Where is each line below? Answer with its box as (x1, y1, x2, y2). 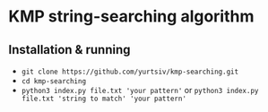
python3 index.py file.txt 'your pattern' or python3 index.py (21, 85, 259, 95)
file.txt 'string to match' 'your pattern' (21, 94, 187, 103)
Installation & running (8, 42, 131, 57)
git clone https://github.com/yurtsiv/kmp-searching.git (21, 67, 239, 76)
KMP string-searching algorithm (8, 6, 255, 27)
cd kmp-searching (21, 77, 87, 86)
